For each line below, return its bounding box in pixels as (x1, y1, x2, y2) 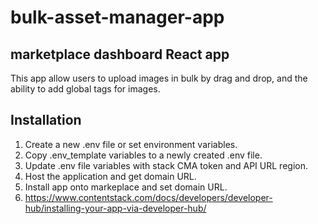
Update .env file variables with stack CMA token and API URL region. (24, 159, 308, 171)
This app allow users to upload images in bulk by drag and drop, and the (10, 72, 308, 84)
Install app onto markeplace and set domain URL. (24, 181, 228, 193)
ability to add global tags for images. (10, 83, 161, 95)
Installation (10, 112, 82, 129)
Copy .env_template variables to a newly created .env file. (24, 149, 263, 161)
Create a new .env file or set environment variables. (24, 138, 238, 150)
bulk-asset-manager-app (10, 6, 225, 29)
